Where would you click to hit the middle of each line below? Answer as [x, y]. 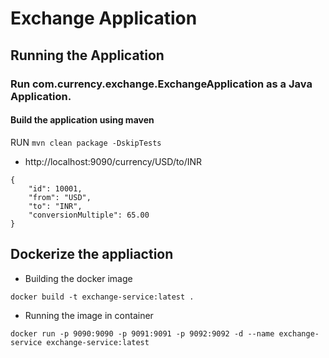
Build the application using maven [82, 120]
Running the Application [87, 55]
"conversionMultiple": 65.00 [89, 215]
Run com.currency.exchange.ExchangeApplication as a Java [161, 84]
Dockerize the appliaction [92, 254]
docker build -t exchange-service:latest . [102, 297]
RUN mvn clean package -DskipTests [86, 142]
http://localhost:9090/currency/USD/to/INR [113, 161]
